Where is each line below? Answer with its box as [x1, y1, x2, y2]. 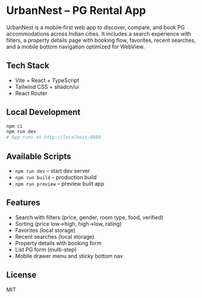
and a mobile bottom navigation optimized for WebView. [6, 43, 145, 50]
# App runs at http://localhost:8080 [6, 134, 101, 141]
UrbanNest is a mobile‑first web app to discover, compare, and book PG [6, 24, 185, 31]
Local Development [6, 107, 81, 118]
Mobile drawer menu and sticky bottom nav [14, 252, 124, 259]
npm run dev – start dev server [14, 167, 90, 174]
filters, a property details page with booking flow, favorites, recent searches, [6, 36, 196, 44]
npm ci [6, 123, 23, 129]
